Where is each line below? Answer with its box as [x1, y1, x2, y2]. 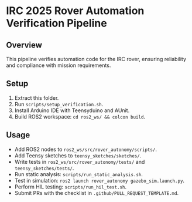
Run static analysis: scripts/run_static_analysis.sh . [14, 170, 143, 177]
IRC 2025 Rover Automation [6, 4, 145, 18]
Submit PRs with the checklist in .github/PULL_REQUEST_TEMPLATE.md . [14, 189, 179, 196]
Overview [6, 40, 43, 50]
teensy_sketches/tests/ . [14, 164, 74, 171]
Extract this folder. [14, 94, 59, 101]
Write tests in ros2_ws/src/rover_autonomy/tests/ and [14, 158, 145, 165]
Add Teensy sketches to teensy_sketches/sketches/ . [14, 151, 142, 159]
